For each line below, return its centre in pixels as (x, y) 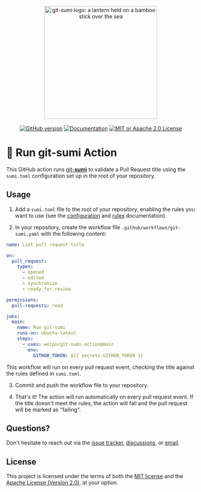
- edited (33, 278)
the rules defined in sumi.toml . (44, 374)
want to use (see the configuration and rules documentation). (91, 215)
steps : (25, 339)
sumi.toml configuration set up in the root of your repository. (81, 176)
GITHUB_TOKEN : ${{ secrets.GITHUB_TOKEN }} (88, 355)
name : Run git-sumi (41, 328)
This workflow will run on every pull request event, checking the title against (100, 367)
